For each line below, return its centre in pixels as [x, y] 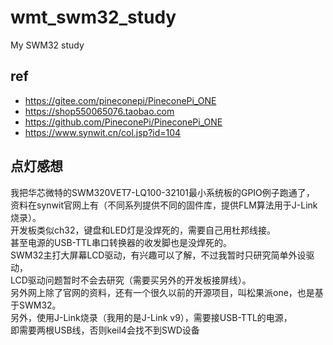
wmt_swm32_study [93, 17]
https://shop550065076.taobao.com [99, 111]
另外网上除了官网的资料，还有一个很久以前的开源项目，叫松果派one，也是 [162, 292]
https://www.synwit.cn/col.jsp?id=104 [103, 132]
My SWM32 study [47, 45]
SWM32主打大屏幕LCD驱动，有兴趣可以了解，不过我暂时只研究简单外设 [158, 255]
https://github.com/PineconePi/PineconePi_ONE [123, 122]
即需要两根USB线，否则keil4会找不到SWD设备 [105, 330]
